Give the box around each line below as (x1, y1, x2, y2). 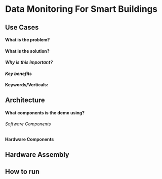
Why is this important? (5, 59, 53, 65)
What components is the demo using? (5, 109, 85, 115)
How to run (5, 167, 40, 176)
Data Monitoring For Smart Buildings (5, 3, 158, 15)
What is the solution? (5, 48, 50, 54)
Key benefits (5, 71, 32, 76)
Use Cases (5, 23, 39, 32)
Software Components (5, 121, 51, 127)
